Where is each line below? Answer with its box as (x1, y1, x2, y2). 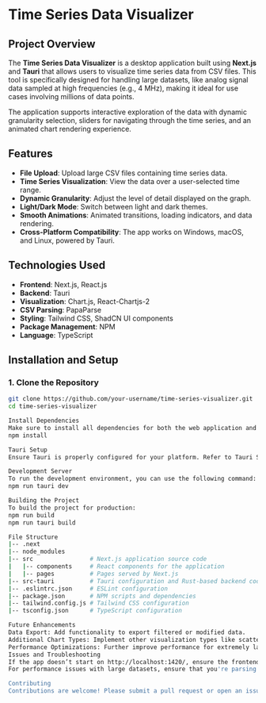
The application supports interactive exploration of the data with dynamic (8, 107, 248, 117)
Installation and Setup (8, 353, 119, 367)
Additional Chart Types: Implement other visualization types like (8, 636, 236, 643)
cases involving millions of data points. (8, 92, 135, 101)
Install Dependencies (8, 417, 80, 425)
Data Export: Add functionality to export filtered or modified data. (8, 628, 246, 636)
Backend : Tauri (19, 288, 70, 298)
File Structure (8, 533, 59, 541)
